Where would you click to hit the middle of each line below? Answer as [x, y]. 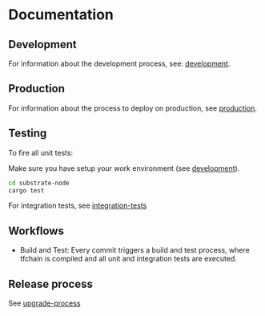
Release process [51, 284]
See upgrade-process [44, 303]
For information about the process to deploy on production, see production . [133, 108]
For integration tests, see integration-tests [78, 205]
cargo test [26, 190]
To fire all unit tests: [41, 152]
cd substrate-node [39, 183]
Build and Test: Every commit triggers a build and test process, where [135, 250]
